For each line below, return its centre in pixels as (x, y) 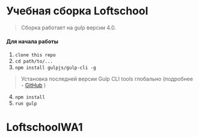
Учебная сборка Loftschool (77, 11)
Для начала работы (32, 41)
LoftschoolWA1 (44, 127)
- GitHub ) (33, 86)
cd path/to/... (34, 62)
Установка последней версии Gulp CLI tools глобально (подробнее (107, 79)
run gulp (26, 104)
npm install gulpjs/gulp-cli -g (55, 68)
